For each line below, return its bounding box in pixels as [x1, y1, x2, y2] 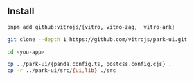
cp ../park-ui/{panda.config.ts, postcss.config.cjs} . [7, 61, 172, 68]
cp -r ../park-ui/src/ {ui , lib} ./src [7, 67, 116, 74]
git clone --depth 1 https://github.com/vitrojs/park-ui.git [7, 36, 188, 43]
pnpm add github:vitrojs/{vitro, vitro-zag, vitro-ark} [7, 23, 175, 30]
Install [7, 5, 35, 17]
